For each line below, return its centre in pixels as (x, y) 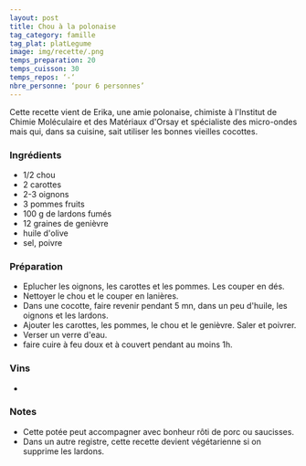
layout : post (34, 18)
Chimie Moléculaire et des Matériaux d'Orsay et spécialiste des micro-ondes (153, 122)
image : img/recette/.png (57, 52)
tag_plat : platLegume (51, 43)
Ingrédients (36, 154)
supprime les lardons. (63, 451)
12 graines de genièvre (65, 223)
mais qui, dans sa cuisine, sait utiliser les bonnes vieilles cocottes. (134, 131)
